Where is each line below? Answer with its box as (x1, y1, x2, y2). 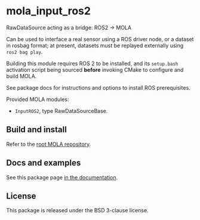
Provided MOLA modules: (6, 96, 69, 103)
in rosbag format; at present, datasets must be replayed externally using (6, 42, 184, 49)
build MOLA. (6, 72, 37, 80)
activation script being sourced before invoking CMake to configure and (6, 66, 184, 73)
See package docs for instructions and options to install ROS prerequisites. (6, 84, 191, 91)
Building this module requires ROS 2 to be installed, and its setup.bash (6, 60, 179, 67)
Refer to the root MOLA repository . (6, 140, 91, 148)
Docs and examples (6, 158, 81, 168)
